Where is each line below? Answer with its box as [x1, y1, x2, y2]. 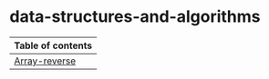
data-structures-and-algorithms [9, 6, 262, 27]
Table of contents [14, 39, 93, 52]
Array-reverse [14, 54, 77, 67]
